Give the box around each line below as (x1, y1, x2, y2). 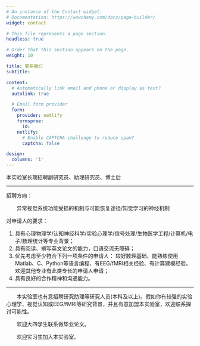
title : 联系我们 (6, 63, 43, 69)
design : (6, 151, 26, 157)
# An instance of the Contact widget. (6, 8, 102, 15)
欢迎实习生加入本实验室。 (16, 333, 79, 340)
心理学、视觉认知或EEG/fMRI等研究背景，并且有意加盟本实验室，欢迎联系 (6, 301, 186, 307)
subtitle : (6, 69, 31, 75)
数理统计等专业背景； (21, 237, 74, 245)
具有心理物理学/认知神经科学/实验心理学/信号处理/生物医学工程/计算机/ (14, 230, 189, 237)
